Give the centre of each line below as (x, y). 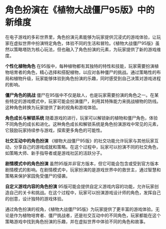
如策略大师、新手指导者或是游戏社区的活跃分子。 (55, 153)
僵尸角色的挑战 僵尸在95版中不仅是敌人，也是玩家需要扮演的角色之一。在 (80, 95)
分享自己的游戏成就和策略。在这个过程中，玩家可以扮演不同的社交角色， (87, 147)
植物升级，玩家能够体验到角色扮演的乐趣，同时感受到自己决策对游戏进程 (87, 78)
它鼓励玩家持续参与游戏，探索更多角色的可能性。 (55, 130)
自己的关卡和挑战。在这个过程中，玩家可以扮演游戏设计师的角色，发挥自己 (85, 192)
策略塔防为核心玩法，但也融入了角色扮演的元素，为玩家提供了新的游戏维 (87, 49)
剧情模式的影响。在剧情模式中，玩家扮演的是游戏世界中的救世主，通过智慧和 (83, 170)
